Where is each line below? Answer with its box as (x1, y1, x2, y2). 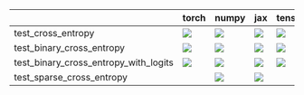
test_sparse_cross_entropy (14, 71, 128, 83)
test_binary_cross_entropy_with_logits (14, 56, 175, 69)
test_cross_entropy (14, 27, 95, 39)
